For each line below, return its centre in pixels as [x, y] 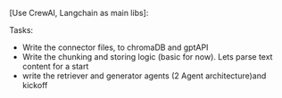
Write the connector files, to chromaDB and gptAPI [115, 47]
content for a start [55, 66]
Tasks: [21, 30]
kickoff [35, 85]
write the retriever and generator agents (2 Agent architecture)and [144, 76]
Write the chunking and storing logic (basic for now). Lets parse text [147, 57]
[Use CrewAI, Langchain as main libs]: [79, 13]
